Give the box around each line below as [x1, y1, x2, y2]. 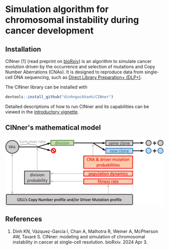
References [5, 215, 42, 223]
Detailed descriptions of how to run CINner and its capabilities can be [5, 103, 149, 109]
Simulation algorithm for [5, 4, 109, 15]
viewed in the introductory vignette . [5, 109, 79, 115]
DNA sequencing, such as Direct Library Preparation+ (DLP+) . [13, 74, 142, 80]
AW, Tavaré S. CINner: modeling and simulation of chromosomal [12, 233, 145, 239]
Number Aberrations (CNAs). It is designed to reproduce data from [5, 69, 143, 75]
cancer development [5, 25, 94, 36]
